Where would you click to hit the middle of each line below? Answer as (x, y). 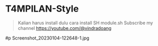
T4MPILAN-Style (42, 9)
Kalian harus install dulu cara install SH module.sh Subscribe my (85, 23)
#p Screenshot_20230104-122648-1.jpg (47, 38)
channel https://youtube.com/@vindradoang (64, 28)
